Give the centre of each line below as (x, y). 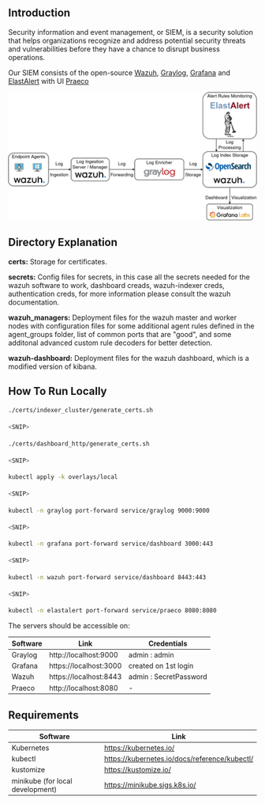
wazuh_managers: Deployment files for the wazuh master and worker (123, 317)
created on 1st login (161, 666)
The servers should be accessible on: (69, 626)
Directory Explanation (63, 243)
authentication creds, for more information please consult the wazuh (119, 294)
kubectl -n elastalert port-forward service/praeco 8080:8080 (112, 611)
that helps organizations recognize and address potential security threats (127, 40)
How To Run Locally (58, 391)
